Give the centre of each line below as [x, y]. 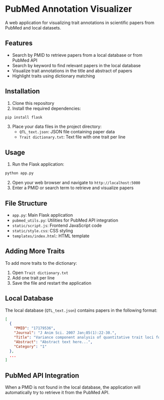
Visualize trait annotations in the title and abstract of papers [72, 71]
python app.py [20, 173]
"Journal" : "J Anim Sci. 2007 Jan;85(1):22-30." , [65, 333]
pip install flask [24, 117]
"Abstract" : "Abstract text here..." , [53, 342]
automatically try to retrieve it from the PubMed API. [57, 393]
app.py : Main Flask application [42, 215]
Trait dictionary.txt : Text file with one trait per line [72, 137]
